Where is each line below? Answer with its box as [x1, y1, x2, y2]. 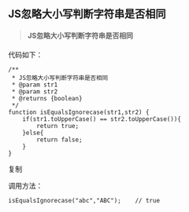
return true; [36, 122, 80, 130]
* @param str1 [11, 81, 58, 89]
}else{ [22, 129, 44, 137]
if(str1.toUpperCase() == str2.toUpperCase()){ [22, 115, 181, 123]
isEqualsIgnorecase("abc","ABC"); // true [8, 196, 160, 204]
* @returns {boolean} [11, 94, 83, 102]
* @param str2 [11, 87, 58, 96]
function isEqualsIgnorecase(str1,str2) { [8, 108, 150, 116]
